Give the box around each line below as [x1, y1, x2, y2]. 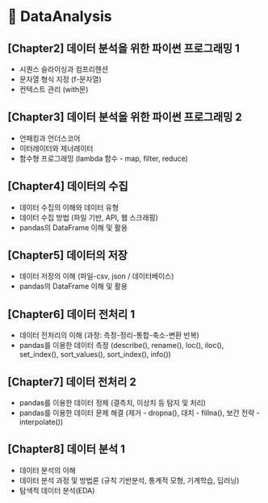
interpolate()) [19, 417, 64, 427]
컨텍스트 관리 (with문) [19, 85, 89, 94]
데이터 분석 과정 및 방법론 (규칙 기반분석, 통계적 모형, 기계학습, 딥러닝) [19, 476, 240, 485]
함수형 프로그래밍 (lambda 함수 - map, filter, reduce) [19, 153, 189, 163]
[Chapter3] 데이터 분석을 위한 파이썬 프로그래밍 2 [7, 111, 243, 124]
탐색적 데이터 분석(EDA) [19, 485, 95, 495]
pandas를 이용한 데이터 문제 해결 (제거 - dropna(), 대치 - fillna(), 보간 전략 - [19, 408, 260, 418]
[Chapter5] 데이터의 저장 [7, 249, 128, 262]
